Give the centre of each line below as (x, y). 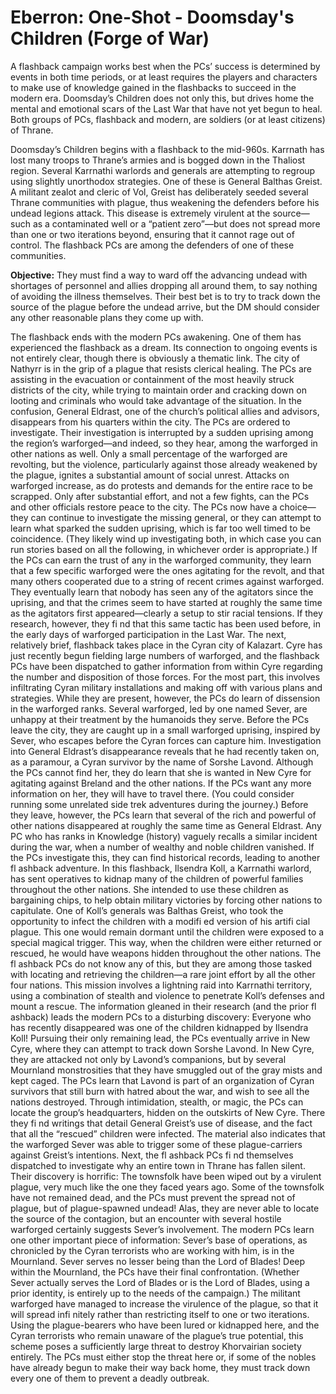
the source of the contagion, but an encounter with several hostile (146, 1218)
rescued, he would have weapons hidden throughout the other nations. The (166, 953)
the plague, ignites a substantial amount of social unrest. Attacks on (150, 475)
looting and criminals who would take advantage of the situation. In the (156, 400)
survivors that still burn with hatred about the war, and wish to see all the (160, 1091)
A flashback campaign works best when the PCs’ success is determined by (165, 66)
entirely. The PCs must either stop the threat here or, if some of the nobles (163, 1357)
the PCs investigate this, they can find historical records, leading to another (165, 857)
